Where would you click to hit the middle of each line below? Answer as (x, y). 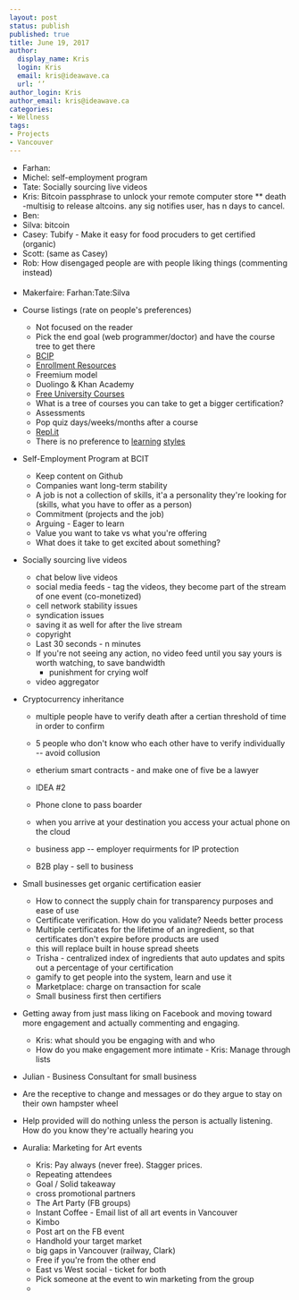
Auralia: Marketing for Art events (82, 1148)
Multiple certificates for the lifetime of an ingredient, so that (145, 930)
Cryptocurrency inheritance (73, 700)
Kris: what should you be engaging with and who (125, 1041)
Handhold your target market (89, 1241)
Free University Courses (80, 394)
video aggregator (67, 682)
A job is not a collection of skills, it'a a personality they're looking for (161, 495)
